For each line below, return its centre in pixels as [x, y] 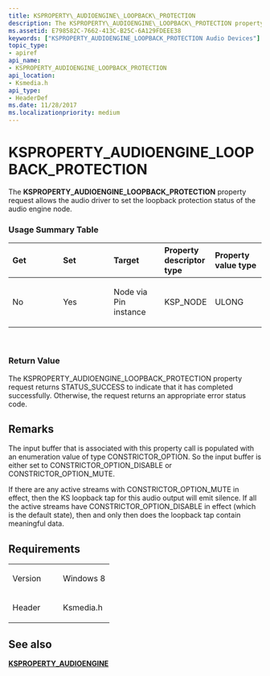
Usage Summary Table [53, 230]
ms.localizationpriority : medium [64, 113]
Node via [131, 292]
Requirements [44, 549]
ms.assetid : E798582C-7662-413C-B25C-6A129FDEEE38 [95, 31]
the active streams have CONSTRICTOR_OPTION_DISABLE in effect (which [132, 507]
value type [236, 266]
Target [127, 260]
